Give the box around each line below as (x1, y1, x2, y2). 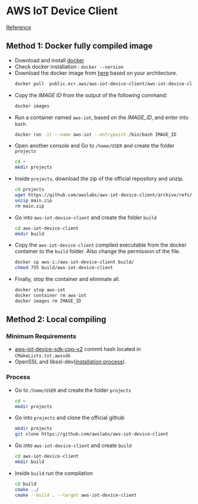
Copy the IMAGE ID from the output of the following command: (14, 91, 167, 98)
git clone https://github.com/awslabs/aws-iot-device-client (14, 431, 169, 437)
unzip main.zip (14, 197, 53, 203)
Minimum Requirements (6, 332, 77, 340)
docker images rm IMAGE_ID (14, 298, 82, 304)
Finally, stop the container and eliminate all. (14, 276, 121, 283)
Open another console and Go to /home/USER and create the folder (14, 142, 175, 149)
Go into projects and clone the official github (14, 414, 125, 422)
